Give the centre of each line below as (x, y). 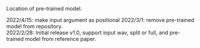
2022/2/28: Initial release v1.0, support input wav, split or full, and (87, 33)
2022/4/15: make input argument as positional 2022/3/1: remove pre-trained (100, 20)
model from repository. (35, 26)
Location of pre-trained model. (44, 9)
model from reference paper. (61, 39)
